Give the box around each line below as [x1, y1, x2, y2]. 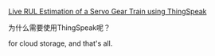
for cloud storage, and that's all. [8, 39, 113, 48]
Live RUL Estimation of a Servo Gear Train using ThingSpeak [8, 7, 207, 16]
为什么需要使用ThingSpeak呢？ [8, 23, 111, 32]
